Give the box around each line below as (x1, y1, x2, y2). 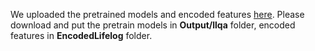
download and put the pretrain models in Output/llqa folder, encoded (10, 19, 296, 31)
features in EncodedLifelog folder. (10, 30, 153, 41)
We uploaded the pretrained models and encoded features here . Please (10, 9, 305, 20)
